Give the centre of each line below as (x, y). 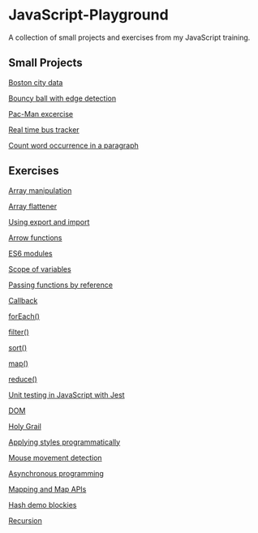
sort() (18, 347)
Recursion (25, 520)
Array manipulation (40, 190)
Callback (23, 300)
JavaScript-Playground (88, 15)
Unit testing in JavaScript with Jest (67, 394)
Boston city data (36, 82)
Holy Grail (25, 426)
